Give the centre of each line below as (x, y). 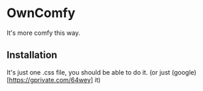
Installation (32, 55)
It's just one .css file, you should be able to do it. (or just (89, 72)
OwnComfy (41, 13)
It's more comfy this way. (44, 33)
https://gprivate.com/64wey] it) (55, 80)
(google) (184, 72)
